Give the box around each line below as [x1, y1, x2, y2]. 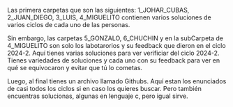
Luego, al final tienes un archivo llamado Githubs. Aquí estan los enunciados [7, 77, 227, 85]
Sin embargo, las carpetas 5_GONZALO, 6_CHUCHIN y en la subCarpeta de [7, 34, 223, 42]
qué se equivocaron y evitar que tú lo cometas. [7, 64, 143, 72]
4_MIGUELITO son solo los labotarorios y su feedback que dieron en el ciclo [7, 42, 226, 49]
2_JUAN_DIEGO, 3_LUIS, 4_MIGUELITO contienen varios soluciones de [7, 13, 211, 22]
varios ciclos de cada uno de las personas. [7, 21, 130, 28]
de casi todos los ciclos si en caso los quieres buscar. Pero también [7, 85, 202, 92]
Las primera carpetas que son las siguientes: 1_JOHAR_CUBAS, [7, 6, 190, 14]
